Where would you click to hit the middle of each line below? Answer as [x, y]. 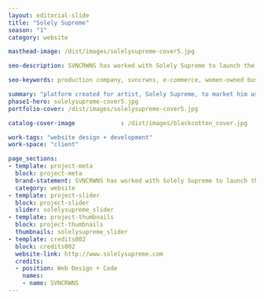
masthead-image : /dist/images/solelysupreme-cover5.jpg [101, 52]
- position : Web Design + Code [66, 268]
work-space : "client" [44, 145]
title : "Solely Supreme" [49, 23]
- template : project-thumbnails [61, 217]
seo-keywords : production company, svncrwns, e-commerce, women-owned [126, 80]
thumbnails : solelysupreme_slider [71, 232]
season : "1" [27, 30]
